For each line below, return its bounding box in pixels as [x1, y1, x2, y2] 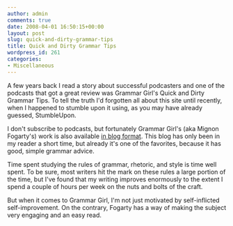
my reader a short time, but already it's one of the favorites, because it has [7, 139, 221, 147]
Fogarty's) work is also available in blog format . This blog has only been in [7, 132, 220, 140]
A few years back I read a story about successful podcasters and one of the [7, 81, 225, 89]
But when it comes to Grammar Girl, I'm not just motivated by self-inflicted [7, 196, 220, 204]
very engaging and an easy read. [7, 211, 102, 219]
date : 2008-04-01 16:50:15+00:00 [7, 23, 104, 30]
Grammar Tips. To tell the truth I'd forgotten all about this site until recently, [7, 96, 223, 105]
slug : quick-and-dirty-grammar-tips [7, 36, 113, 43]
